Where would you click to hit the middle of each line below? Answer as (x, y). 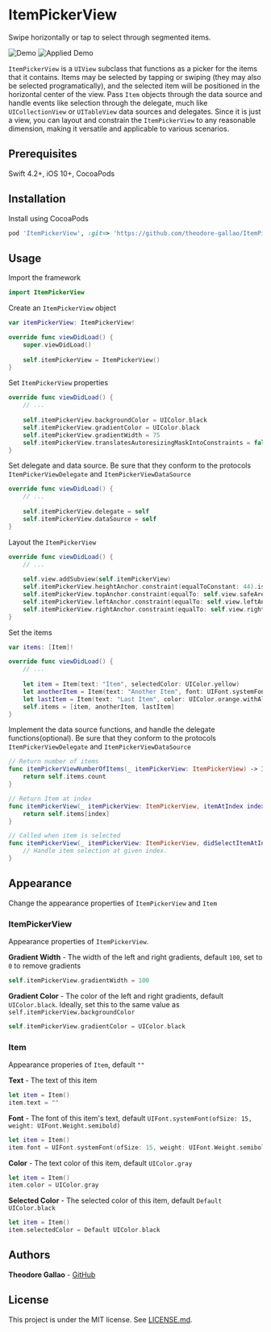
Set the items (30, 632)
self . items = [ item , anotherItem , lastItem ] (99, 707)
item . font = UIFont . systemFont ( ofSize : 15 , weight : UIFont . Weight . (124, 1147)
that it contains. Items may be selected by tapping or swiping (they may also (135, 77)
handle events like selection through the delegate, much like (108, 103)
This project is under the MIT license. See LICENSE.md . (100, 1319)
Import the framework (45, 278)
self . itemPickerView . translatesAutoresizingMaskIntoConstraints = (137, 443)
